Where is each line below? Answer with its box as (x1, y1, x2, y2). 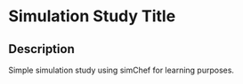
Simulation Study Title (8, 6, 176, 27)
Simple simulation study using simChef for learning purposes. (8, 65, 235, 75)
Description (8, 42, 75, 57)
